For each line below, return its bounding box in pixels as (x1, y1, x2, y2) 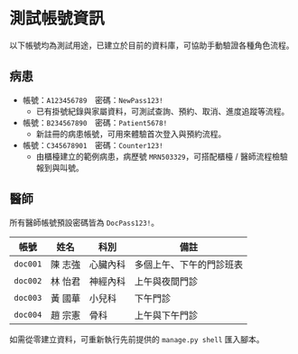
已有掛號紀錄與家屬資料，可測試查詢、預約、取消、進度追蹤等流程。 (35, 106, 290, 116)
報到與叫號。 (35, 162, 84, 172)
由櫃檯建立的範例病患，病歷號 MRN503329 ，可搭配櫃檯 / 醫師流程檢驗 (35, 151, 288, 162)
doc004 (14, 309, 42, 320)
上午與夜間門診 (134, 275, 199, 287)
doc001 (14, 258, 42, 269)
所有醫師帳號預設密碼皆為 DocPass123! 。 (9, 217, 160, 228)
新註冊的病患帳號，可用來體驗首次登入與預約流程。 (35, 128, 227, 139)
